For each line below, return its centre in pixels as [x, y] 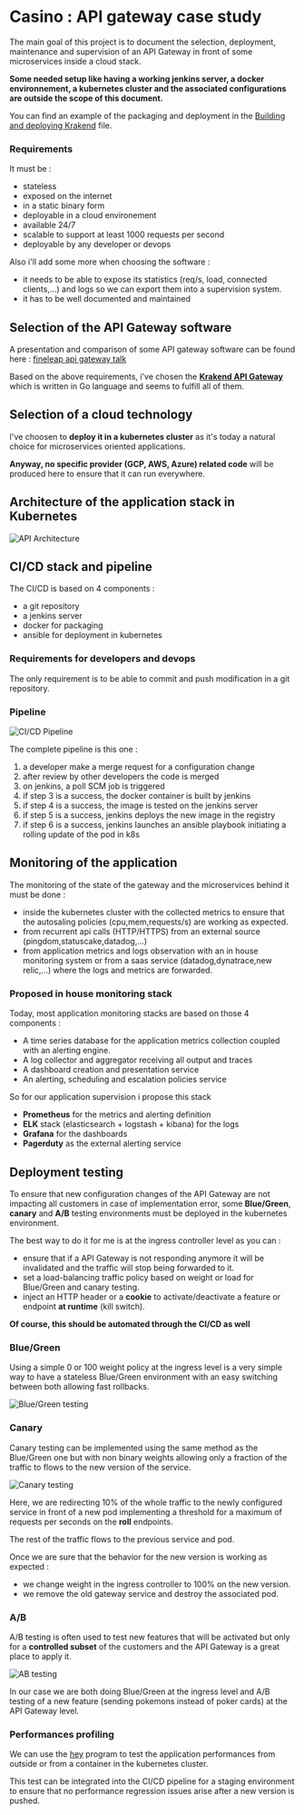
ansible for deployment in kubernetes [93, 635]
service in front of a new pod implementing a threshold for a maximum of [146, 1511]
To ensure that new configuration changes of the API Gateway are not [140, 1194]
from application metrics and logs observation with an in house [140, 951]
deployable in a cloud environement [89, 215]
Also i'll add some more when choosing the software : [110, 262]
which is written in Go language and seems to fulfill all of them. [127, 386]
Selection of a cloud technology [101, 415]
